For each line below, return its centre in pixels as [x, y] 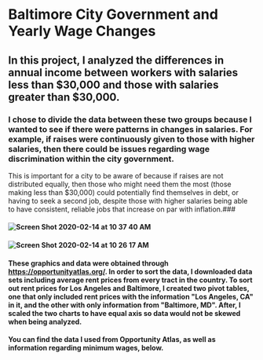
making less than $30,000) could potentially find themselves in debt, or [124, 192]
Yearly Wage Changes [82, 31]
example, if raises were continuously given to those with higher [131, 139]
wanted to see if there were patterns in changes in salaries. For [130, 129]
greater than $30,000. [64, 97]
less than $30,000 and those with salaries [113, 84]
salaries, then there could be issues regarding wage [109, 149]
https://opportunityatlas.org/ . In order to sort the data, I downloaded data [130, 271]
